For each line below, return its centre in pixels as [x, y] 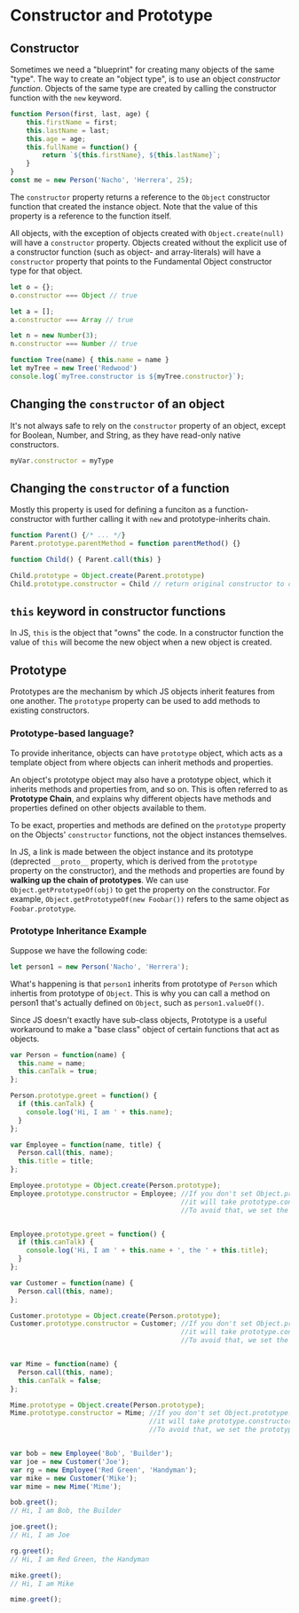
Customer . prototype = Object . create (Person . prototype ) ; [115, 1316]
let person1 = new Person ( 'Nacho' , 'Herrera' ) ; [100, 967]
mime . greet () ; [36, 1600]
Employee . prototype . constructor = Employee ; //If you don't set [131, 1194]
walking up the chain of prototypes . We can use [99, 880]
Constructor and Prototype [111, 16]
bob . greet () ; [34, 1502]
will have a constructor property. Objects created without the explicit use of [149, 242]
